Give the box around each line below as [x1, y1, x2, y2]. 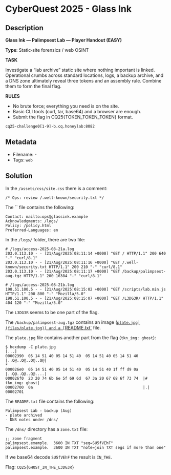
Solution [5, 172, 33, 180]
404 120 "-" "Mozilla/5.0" [5, 300, 63, 305]
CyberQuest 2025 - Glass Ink [5, 3, 132, 15]
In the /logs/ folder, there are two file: [5, 236, 85, 242]
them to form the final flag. [5, 83, 61, 89]
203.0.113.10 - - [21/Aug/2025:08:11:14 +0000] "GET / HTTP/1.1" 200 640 [5, 251, 166, 256]
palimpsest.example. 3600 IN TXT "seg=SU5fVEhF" [5, 440, 114, 446]
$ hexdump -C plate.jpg [5, 344, 56, 349]
